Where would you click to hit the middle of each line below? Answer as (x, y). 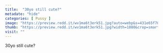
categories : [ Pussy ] (28, 18)
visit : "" (15, 32)
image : (12, 23)
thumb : (12, 27)
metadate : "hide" (23, 14)
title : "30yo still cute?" (33, 9)
